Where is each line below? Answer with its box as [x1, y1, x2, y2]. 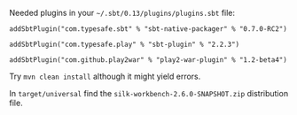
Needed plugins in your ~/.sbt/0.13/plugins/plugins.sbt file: [9, 8, 236, 18]
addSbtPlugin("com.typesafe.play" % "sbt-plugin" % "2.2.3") [9, 40, 240, 49]
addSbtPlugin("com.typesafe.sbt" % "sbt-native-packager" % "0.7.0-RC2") [9, 25, 288, 34]
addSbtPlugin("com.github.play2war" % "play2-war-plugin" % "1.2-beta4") [9, 56, 288, 65]
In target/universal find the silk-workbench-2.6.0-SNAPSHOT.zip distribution [9, 88, 289, 98]
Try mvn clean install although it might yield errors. [9, 71, 201, 81]
